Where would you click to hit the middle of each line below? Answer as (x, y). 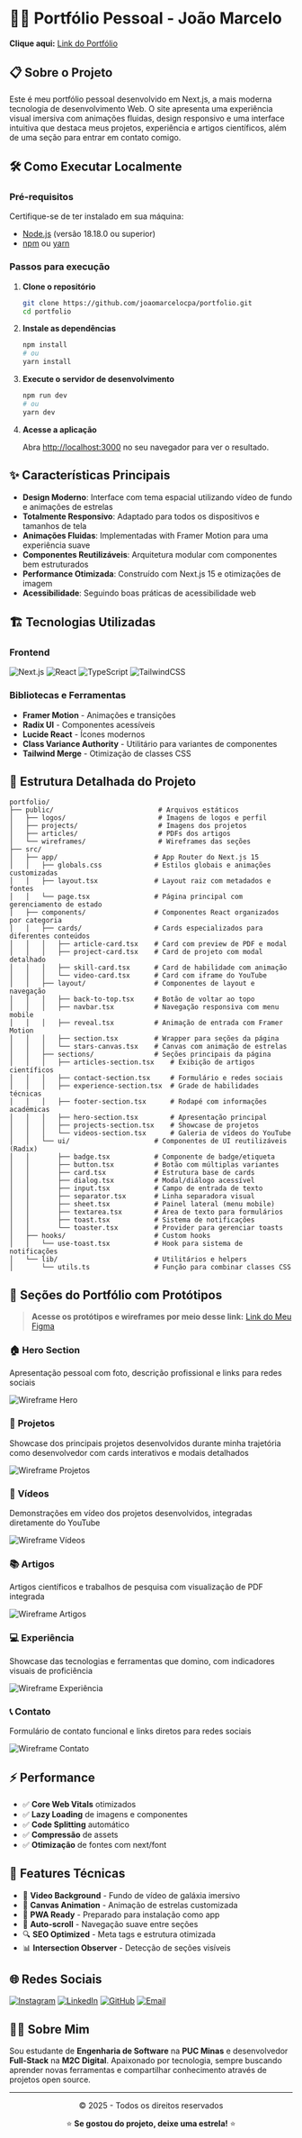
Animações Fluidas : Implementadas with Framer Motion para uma (145, 535)
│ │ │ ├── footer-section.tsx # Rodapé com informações (138, 1102)
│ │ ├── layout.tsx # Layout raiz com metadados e (140, 881)
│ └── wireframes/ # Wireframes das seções (130, 842)
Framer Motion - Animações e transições (99, 714)
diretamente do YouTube (55, 1523)
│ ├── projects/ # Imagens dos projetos (128, 826)
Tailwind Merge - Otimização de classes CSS (107, 753)
